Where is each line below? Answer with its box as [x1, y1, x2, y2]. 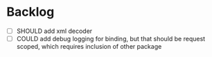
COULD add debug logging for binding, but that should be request [16, 35, 206, 43]
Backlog [6, 4, 55, 20]
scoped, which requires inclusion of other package [16, 43, 162, 51]
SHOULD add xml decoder [16, 27, 93, 35]
